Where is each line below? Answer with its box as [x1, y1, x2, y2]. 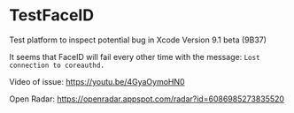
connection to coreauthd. [9, 61, 104, 70]
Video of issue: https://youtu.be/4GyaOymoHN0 [9, 76, 185, 87]
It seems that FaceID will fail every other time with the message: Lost [9, 51, 260, 62]
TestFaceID [9, 5, 95, 26]
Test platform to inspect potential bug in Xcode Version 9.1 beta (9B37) [9, 34, 267, 45]
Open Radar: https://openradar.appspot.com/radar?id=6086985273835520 [9, 94, 285, 104]
